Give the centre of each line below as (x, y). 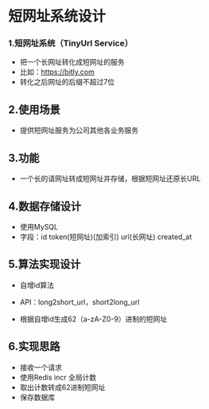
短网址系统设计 (57, 16)
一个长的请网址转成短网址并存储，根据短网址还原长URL (110, 179)
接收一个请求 (41, 367)
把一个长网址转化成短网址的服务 (72, 62)
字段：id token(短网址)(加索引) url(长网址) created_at (106, 237)
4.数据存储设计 (45, 206)
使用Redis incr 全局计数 (58, 377)
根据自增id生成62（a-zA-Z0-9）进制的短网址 (93, 319)
